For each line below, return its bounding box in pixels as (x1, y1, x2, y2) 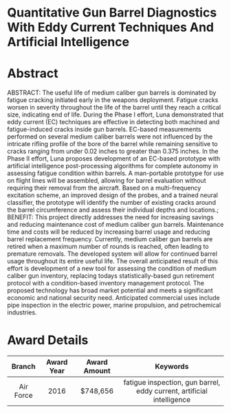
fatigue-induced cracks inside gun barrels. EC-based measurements (7, 125, 201, 134)
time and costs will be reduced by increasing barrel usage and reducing (7, 228, 210, 236)
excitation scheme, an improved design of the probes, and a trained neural (7, 191, 219, 199)
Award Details (7, 332, 89, 348)
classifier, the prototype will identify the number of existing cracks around (7, 199, 217, 207)
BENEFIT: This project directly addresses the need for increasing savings (7, 213, 214, 221)
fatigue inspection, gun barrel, (123, 378, 221, 387)
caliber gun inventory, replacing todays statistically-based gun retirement (7, 272, 214, 280)
